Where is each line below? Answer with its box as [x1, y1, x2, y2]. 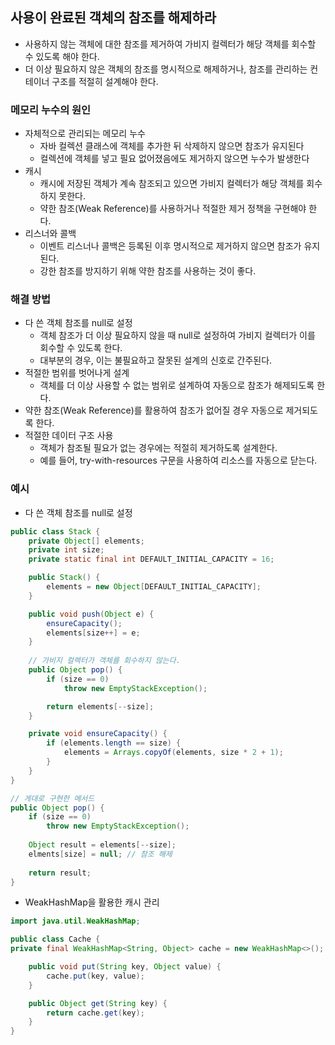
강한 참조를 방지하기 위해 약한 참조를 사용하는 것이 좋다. [39, 265, 257, 277]
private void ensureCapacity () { [28, 729, 168, 739]
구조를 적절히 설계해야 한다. [51, 75, 159, 87]
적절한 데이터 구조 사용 [24, 429, 114, 442]
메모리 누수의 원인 [10, 103, 92, 117]
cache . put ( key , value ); [46, 971, 145, 981]
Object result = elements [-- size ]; [28, 840, 177, 850]
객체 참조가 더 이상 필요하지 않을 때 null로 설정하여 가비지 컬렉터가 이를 [39, 329, 316, 342]
